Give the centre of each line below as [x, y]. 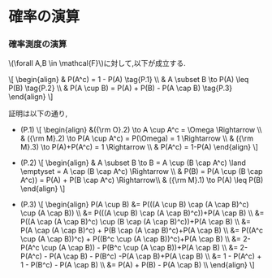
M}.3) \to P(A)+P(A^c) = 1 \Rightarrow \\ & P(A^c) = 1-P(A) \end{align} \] [139, 147]
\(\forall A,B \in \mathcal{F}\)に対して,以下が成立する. [97, 63]
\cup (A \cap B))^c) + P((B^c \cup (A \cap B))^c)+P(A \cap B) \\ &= [131, 239]
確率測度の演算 [38, 44]
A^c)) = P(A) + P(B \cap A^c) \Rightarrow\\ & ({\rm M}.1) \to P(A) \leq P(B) [142, 180]
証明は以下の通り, [38, 114]
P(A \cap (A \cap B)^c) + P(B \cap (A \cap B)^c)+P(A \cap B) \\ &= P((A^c [142, 230]
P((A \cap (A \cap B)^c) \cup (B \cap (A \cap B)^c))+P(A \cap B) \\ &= [136, 222]
